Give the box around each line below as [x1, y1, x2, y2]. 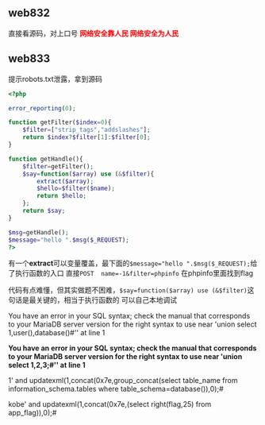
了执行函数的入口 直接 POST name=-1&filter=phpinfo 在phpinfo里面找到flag [8, 269, 254, 278]
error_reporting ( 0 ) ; [8, 104, 77, 112]
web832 [8, 6, 50, 20]
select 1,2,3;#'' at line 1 [8, 361, 86, 370]
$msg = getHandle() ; [8, 228, 69, 237]
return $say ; [22, 207, 66, 214]
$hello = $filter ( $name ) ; [36, 184, 115, 193]
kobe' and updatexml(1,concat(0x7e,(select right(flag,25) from [8, 400, 212, 409]
